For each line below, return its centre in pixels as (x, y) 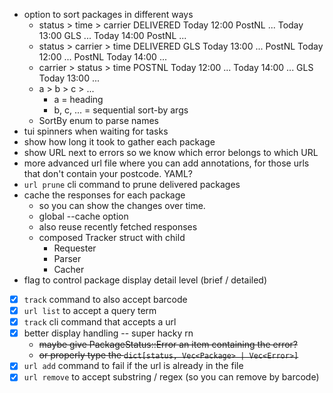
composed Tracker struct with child (112, 237)
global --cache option (83, 216)
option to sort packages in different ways (108, 14)
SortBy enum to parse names (98, 120)
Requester (75, 248)
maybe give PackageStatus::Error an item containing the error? (168, 345)
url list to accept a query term (90, 311)
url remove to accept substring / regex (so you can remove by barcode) (171, 377)
